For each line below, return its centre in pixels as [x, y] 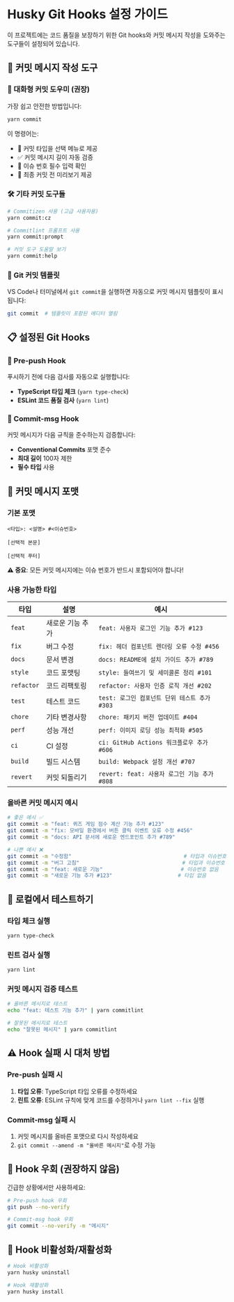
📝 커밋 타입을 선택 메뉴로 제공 [57, 148]
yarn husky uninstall [39, 1272]
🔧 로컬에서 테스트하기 [50, 899]
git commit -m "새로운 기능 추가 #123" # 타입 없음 [107, 876]
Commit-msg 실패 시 [42, 1120]
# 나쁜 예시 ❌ [25, 850]
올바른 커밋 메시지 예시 [43, 803]
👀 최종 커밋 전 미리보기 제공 [55, 175]
